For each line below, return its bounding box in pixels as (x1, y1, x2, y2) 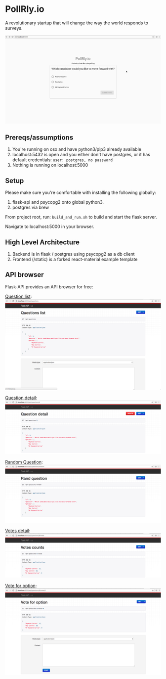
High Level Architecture (5, 238, 80, 246)
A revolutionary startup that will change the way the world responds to (5, 20, 149, 26)
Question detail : (5, 395, 38, 401)
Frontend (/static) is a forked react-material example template (12, 256, 138, 263)
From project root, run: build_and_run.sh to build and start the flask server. (5, 214, 157, 220)
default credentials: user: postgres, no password (12, 157, 113, 163)
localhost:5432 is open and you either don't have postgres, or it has (12, 152, 151, 158)
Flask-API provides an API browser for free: (5, 283, 93, 290)
